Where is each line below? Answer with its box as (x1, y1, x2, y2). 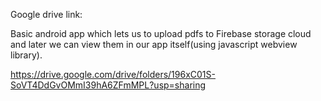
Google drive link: (10, 9, 83, 20)
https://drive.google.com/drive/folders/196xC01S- (10, 69, 216, 80)
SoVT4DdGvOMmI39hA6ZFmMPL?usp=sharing (10, 79, 207, 91)
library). (10, 49, 43, 61)
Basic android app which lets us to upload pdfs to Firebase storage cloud (10, 28, 312, 39)
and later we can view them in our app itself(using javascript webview (10, 39, 298, 50)
